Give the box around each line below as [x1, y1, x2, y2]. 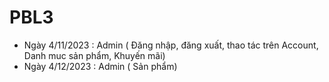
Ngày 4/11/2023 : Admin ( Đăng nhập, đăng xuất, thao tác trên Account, [23, 39, 319, 51]
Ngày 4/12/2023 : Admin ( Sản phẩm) [23, 60, 178, 72]
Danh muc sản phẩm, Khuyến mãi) [23, 49, 166, 61]
